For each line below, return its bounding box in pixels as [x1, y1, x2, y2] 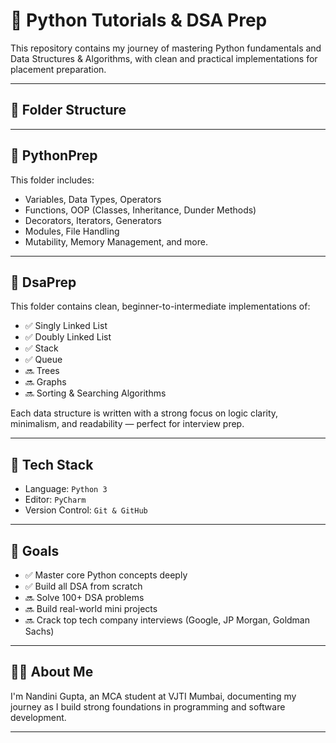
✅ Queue [24, 354, 63, 366]
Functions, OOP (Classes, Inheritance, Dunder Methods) [24, 204, 257, 216]
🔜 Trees [24, 365, 60, 377]
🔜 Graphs [24, 376, 67, 388]
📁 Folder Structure [10, 102, 127, 119]
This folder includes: [10, 174, 95, 186]
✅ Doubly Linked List [24, 331, 112, 343]
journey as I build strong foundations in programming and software [10, 700, 286, 713]
